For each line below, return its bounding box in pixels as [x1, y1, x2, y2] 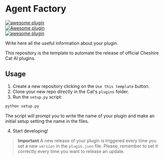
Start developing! [12, 128, 49, 134]
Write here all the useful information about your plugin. [5, 40, 119, 46]
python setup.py [5, 104, 39, 109]
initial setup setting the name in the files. [5, 118, 89, 124]
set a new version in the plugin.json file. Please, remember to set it [17, 143, 158, 149]
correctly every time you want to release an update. [17, 148, 125, 154]
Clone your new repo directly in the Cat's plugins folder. [12, 89, 129, 95]
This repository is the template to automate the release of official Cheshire [5, 50, 159, 56]
